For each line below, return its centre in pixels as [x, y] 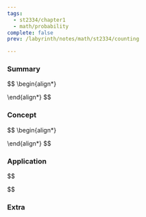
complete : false [30, 33]
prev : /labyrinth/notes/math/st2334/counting [73, 39]
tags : [15, 13]
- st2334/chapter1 [40, 20]
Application [27, 161]
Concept [22, 115]
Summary [24, 69]
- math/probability [41, 26]
